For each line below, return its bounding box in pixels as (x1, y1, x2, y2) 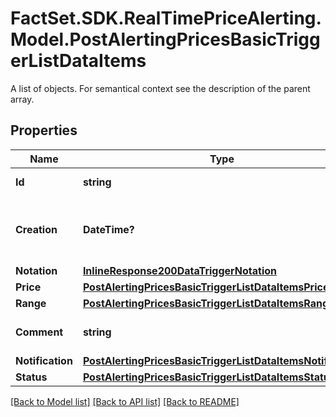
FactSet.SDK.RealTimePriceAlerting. (10, 7, 322, 30)
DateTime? (82, 222, 135, 236)
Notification (15, 353, 73, 367)
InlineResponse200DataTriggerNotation (82, 263, 278, 277)
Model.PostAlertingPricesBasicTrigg (10, 28, 321, 51)
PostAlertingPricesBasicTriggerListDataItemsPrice (82, 280, 330, 294)
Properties (10, 122, 78, 139)
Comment (15, 325, 64, 339)
